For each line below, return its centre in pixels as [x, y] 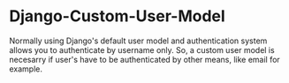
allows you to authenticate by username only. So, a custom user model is [142, 49]
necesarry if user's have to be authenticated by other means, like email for [144, 59]
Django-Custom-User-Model [117, 16]
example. [26, 69]
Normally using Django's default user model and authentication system [138, 41]
